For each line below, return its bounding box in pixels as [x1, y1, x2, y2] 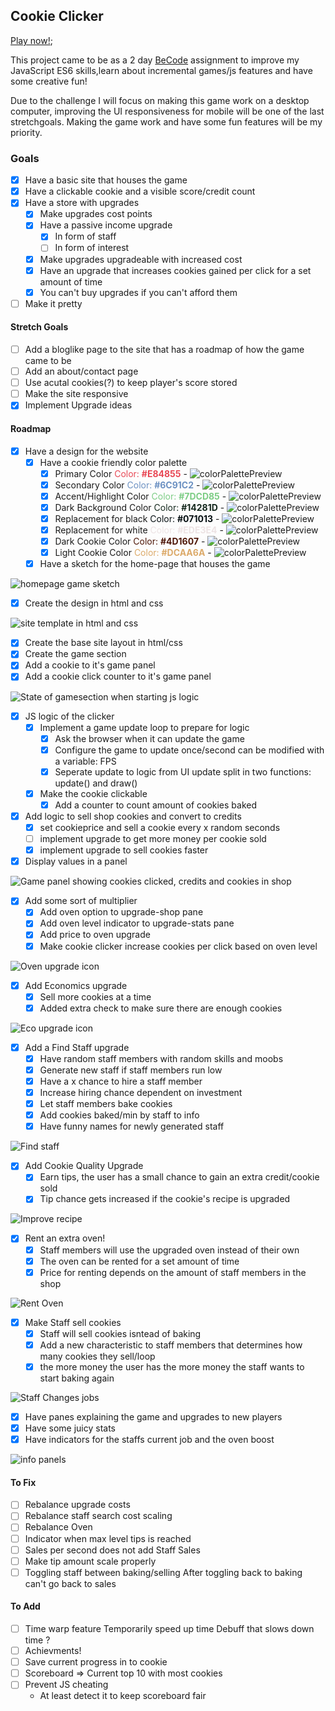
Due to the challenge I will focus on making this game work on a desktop [10, 94, 310, 106]
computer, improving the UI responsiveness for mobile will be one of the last [10, 105, 325, 117]
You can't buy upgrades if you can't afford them [39, 286, 238, 298]
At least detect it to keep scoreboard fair [39, 1690, 207, 1702]
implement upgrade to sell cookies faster [39, 844, 209, 856]
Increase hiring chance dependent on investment [39, 1087, 243, 1099]
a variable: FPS [54, 755, 117, 767]
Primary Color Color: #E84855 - [54, 467, 188, 479]
